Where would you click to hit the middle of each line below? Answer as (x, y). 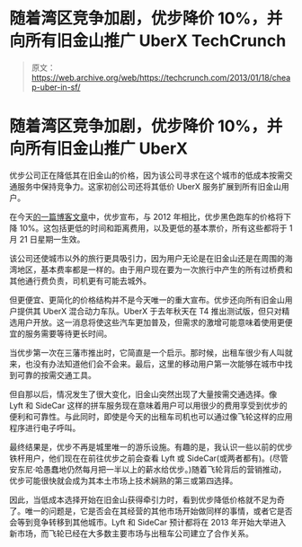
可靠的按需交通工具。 (56, 375)
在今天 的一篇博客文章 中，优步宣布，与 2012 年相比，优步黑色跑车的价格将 (147, 216)
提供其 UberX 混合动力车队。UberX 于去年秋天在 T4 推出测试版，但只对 (149, 311)
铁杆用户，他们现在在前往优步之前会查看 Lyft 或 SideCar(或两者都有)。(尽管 (149, 458)
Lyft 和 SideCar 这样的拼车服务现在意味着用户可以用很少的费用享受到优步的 (148, 405)
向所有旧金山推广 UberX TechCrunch (148, 41)
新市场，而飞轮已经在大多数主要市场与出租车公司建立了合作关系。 (131, 533)
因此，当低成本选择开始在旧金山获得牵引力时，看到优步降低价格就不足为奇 (147, 499)
